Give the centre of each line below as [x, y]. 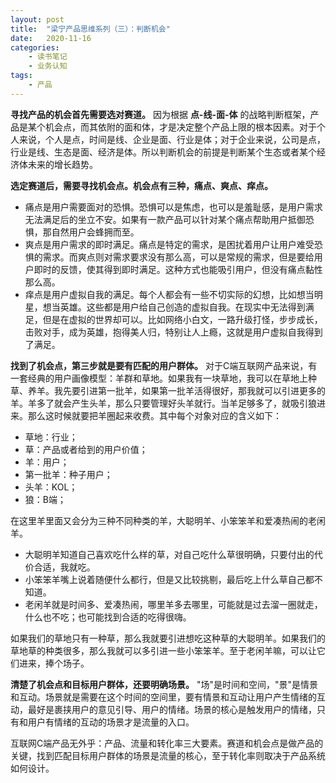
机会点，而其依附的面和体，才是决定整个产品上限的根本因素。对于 [180, 127]
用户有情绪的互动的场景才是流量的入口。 [111, 722]
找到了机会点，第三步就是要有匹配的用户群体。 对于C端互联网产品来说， [159, 365]
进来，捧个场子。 [54, 663]
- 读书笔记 [48, 57]
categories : [35, 47]
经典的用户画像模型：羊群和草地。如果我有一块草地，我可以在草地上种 [172, 378]
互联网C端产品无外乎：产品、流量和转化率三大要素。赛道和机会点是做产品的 [167, 743]
